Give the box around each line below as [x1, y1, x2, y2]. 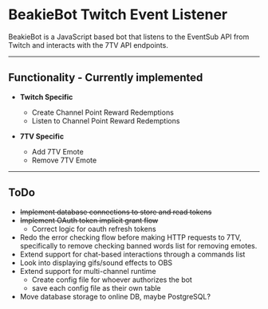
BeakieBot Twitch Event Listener [8, 6, 228, 24]
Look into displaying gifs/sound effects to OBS [19, 257, 173, 268]
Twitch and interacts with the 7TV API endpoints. [8, 40, 169, 49]
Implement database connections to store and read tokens [19, 207, 212, 217]
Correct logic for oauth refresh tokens [31, 224, 157, 233]
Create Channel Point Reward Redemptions [31, 108, 174, 117]
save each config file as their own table [31, 283, 161, 292]
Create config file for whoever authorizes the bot [31, 275, 193, 284]
